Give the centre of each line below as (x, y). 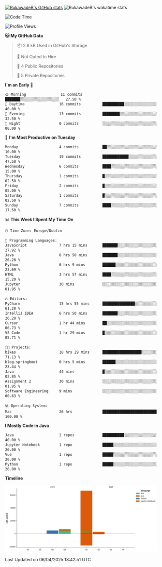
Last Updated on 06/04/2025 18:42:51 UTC (48, 559)
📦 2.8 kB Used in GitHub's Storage (52, 45)
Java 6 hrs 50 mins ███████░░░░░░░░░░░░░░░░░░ (81, 255)
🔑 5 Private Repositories (41, 76)
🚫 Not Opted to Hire (37, 57)
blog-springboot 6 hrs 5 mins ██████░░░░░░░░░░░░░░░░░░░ (81, 362)
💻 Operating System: (27, 406)
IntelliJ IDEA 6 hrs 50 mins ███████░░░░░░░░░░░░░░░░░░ (81, 313)
